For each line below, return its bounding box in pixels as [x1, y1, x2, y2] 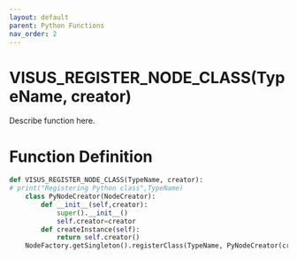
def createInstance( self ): [41, 225, 141, 234]
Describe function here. [9, 116, 95, 126]
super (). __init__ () [56, 209, 128, 217]
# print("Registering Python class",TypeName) [9, 184, 184, 193]
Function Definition [9, 147, 153, 166]
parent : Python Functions [9, 21, 104, 30]
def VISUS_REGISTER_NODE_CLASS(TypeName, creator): [9, 176, 203, 185]
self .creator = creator [56, 217, 137, 225]
